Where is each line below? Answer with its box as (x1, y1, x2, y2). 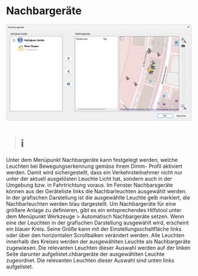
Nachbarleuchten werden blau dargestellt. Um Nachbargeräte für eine (6, 200, 176, 207)
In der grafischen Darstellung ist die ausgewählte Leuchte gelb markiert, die (6, 194, 190, 202)
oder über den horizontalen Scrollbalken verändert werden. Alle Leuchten (6, 232, 184, 239)
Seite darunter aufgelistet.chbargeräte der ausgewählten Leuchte (6, 251, 165, 258)
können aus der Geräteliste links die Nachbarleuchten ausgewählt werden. (6, 188, 187, 195)
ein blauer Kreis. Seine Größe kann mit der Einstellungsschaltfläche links (6, 226, 181, 233)
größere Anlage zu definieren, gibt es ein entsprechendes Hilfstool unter (6, 207, 181, 214)
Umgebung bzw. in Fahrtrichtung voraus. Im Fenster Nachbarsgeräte (6, 181, 173, 189)
